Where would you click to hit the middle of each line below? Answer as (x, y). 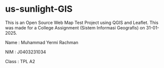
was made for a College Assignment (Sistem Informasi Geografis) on (75, 27)
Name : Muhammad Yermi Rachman (42, 42)
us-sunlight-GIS (39, 9)
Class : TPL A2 (20, 61)
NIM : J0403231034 (26, 52)
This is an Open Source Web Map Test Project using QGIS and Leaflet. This (82, 23)
